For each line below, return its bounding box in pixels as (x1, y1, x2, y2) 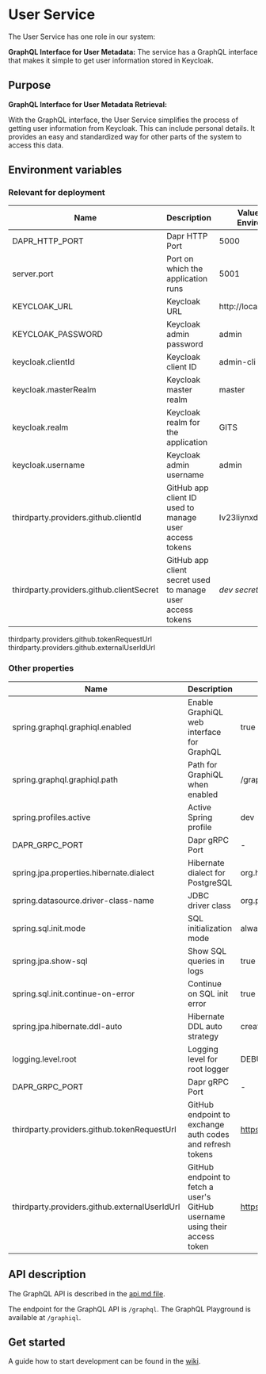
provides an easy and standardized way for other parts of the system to (8, 132, 242, 141)
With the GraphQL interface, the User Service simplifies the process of (8, 115, 239, 124)
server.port (12, 268, 54, 279)
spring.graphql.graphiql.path (12, 774, 119, 785)
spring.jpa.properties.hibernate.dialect (12, 867, 154, 878)
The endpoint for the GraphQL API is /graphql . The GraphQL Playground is (8, 1304, 252, 1314)
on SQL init (187, 988, 229, 999)
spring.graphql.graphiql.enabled (12, 721, 132, 733)
